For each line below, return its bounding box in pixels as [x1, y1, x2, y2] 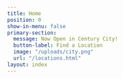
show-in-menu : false [7, 23, 67, 30]
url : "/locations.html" [13, 55, 81, 62]
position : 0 [7, 16, 41, 23]
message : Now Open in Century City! [13, 36, 118, 43]
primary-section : [7, 29, 57, 36]
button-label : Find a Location [13, 42, 103, 49]
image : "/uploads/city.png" [13, 49, 94, 56]
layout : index [7, 61, 48, 68]
